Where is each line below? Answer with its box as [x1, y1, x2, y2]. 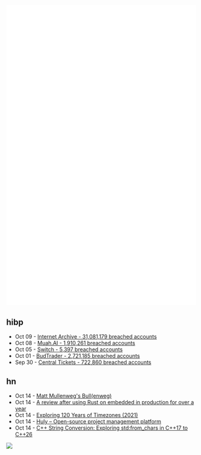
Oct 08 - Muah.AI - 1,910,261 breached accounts [14, 340, 135, 347]
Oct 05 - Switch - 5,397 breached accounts [14, 346, 123, 353]
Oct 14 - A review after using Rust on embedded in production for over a [14, 399, 194, 406]
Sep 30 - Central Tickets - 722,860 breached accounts [14, 358, 152, 366]
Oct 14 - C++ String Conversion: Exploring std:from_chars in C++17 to [14, 424, 188, 431]
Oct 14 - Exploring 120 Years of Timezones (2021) [14, 412, 138, 419]
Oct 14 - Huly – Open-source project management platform [14, 418, 161, 425]
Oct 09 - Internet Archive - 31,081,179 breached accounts [14, 333, 157, 340]
